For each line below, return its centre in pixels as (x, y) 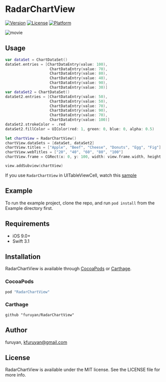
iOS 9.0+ (21, 236)
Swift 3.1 (21, 241)
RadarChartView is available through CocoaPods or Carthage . (68, 269)
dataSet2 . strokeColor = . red (35, 124)
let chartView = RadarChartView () (41, 138)
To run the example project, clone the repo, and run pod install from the (80, 203)
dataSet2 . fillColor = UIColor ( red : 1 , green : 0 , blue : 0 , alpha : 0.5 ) (80, 129)
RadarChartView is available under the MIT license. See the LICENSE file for (83, 370)
